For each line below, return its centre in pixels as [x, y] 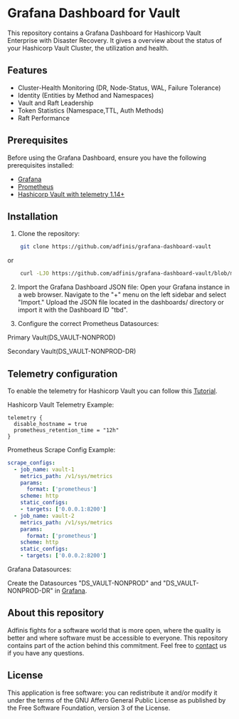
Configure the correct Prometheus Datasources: [88, 324]
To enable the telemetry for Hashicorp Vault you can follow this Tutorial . [113, 391]
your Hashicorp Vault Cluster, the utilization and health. [88, 48]
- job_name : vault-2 [44, 516]
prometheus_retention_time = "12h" [67, 430]
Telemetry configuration [63, 373]
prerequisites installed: [41, 165]
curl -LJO [35, 274]
